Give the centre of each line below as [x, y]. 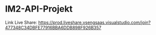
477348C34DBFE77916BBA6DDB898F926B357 [53, 27]
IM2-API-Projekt [39, 9]
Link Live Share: [21, 22]
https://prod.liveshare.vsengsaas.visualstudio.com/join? [94, 22]
